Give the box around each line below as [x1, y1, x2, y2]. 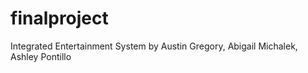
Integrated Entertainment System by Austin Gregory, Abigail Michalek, [10, 40, 298, 52]
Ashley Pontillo [10, 50, 72, 62]
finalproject [10, 7, 109, 30]
